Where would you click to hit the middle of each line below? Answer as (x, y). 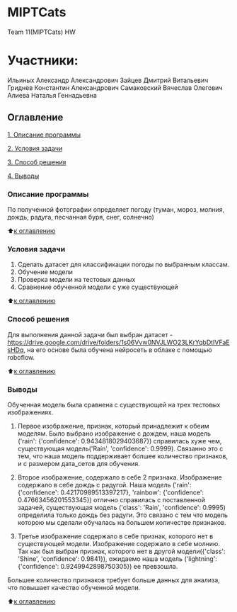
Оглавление (35, 118)
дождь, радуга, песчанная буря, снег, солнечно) (81, 217)
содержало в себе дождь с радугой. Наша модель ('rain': (104, 484)
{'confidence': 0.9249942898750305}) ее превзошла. (98, 566)
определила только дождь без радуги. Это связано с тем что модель (123, 515)
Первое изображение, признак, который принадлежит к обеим (113, 426)
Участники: (43, 61)
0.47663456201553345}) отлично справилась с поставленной (111, 499)
